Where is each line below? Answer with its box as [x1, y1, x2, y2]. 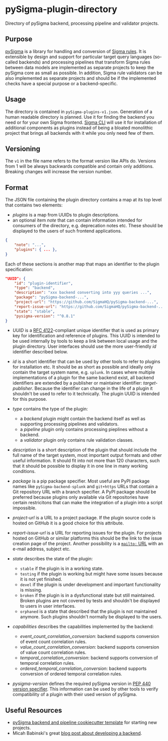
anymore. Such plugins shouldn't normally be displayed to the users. [20, 614, 162, 620]
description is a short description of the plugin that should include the [12, 447, 157, 453]
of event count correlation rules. [20, 639, 87, 645]
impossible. [12, 505, 37, 511]
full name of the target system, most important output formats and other [12, 452, 162, 458]
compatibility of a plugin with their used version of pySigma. [12, 692, 137, 698]
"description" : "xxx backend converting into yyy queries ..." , [14, 290, 152, 295]
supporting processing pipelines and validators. [20, 421, 119, 427]
